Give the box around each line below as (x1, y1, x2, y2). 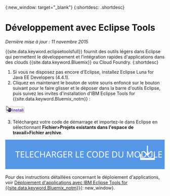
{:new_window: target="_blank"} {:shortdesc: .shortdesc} (5, 5, 125, 10)
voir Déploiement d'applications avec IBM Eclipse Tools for (5, 179, 128, 185)
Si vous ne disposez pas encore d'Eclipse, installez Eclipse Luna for (12, 69, 154, 75)
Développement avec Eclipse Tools (5, 22, 155, 33)
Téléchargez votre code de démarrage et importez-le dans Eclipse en (12, 119, 158, 125)
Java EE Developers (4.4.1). (12, 74, 70, 80)
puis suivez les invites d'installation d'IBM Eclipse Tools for (12, 90, 136, 96)
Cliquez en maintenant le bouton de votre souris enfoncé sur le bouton (12, 79, 160, 85)
